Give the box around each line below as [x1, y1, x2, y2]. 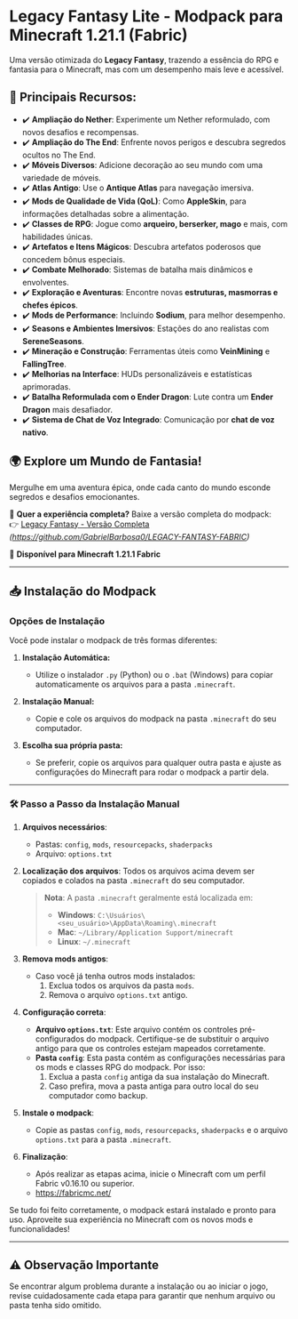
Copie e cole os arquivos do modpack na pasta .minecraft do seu [35, 713, 277, 724]
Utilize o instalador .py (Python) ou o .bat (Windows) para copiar [35, 670, 273, 680]
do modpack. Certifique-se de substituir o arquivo [86, 1033, 270, 1044]
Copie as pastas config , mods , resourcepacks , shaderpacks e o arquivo [35, 1124, 288, 1135]
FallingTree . [21, 358, 67, 369]
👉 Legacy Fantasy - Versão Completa [9, 519, 150, 529]
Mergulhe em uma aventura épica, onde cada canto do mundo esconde [9, 482, 271, 493]
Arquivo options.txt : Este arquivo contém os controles [35, 1024, 238, 1034]
